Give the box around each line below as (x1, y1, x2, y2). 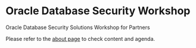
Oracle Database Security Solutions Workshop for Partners (5, 24, 150, 31)
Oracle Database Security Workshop (5, 4, 191, 18)
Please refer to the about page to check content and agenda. (5, 35, 155, 42)
